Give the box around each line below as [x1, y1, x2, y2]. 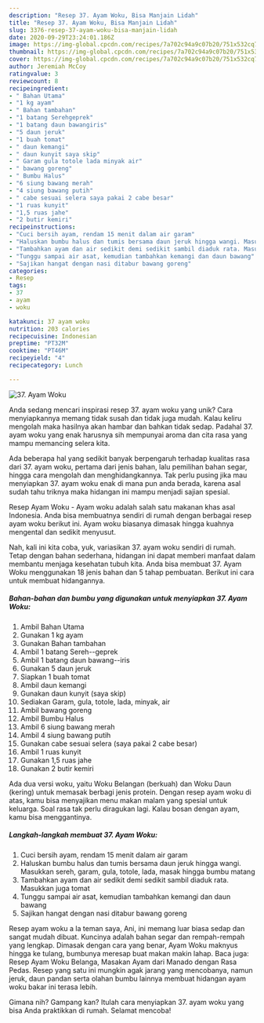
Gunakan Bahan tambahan [20, 638, 107, 648]
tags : [9, 282, 27, 290]
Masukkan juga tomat [20, 883, 91, 893]
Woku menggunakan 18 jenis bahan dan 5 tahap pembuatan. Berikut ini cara [9, 567, 255, 577]
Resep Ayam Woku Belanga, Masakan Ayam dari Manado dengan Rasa [9, 957, 237, 966]
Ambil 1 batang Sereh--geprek [20, 647, 118, 656]
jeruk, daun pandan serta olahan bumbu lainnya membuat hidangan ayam [9, 974, 246, 983]
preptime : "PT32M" [9, 339, 69, 348]
